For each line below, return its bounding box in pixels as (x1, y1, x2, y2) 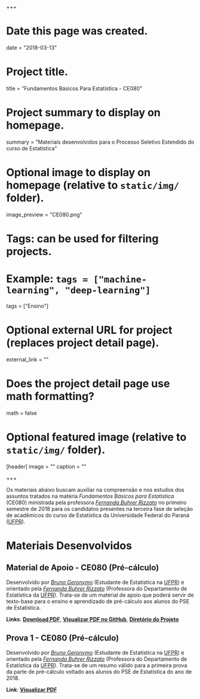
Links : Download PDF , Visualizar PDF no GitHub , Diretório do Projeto (6, 615, 179, 623)
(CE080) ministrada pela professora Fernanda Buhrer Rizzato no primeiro (6, 498, 187, 506)
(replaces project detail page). (6, 336, 159, 350)
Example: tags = (6, 272, 88, 286)
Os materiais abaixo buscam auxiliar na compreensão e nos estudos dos (6, 486, 184, 493)
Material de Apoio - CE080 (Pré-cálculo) (6, 562, 159, 573)
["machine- (93, 274, 147, 285)
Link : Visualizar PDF (6, 686, 57, 693)
